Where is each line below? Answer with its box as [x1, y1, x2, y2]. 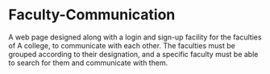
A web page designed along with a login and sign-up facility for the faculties [8, 32, 262, 42]
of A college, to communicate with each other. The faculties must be [8, 40, 235, 50]
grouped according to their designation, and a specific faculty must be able [8, 49, 259, 59]
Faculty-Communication [8, 6, 176, 24]
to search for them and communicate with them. [8, 58, 168, 68]
